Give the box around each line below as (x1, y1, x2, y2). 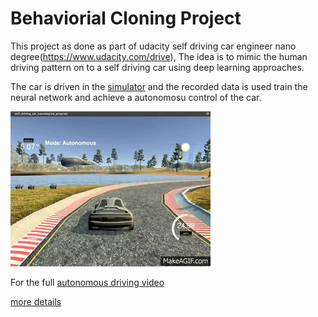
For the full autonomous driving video (10, 276, 165, 288)
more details (10, 295, 62, 307)
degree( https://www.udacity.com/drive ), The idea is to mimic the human (10, 50, 308, 62)
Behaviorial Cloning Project (10, 7, 242, 30)
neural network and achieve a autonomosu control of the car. (10, 91, 262, 103)
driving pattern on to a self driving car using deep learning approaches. (10, 61, 305, 73)
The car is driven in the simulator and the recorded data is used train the (10, 80, 308, 92)
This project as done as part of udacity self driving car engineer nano (10, 40, 297, 52)
